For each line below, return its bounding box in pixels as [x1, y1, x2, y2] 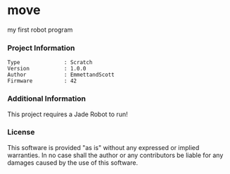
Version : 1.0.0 [7, 66, 87, 73]
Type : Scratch [7, 59, 93, 66]
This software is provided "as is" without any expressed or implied [7, 143, 200, 151]
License [7, 128, 35, 137]
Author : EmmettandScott [7, 71, 115, 79]
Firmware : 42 [7, 77, 77, 85]
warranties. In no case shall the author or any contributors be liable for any [7, 151, 224, 159]
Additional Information [7, 94, 87, 104]
